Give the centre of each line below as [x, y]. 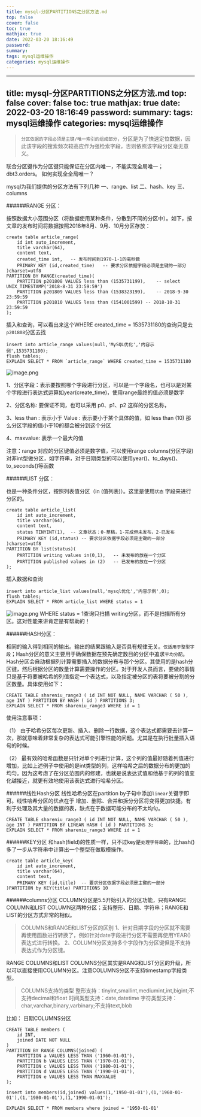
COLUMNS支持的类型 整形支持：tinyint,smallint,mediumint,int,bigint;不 [107, 991]
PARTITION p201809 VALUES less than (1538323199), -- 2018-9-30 [103, 292]
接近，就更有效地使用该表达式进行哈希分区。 [71, 781]
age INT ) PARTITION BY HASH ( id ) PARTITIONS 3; [71, 701]
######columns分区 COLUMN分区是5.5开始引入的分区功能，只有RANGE [96, 900]
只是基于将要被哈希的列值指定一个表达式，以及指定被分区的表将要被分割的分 [100, 677]
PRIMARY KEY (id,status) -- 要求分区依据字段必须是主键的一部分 [91, 539]
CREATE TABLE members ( [36, 1030]
